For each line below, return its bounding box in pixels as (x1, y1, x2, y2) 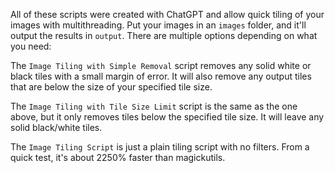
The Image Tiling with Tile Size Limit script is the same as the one (10, 100, 298, 112)
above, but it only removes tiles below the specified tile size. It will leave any (10, 111, 325, 123)
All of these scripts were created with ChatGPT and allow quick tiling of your (10, 9, 325, 20)
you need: (10, 40, 52, 52)
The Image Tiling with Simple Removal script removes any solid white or (10, 60, 312, 71)
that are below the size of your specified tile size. (10, 81, 213, 93)
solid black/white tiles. (10, 122, 103, 133)
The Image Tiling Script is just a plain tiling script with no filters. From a (10, 141, 310, 153)
